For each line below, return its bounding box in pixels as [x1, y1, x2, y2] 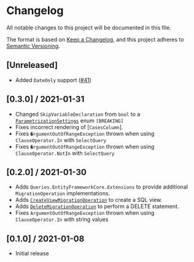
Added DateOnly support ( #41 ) [15, 76, 92, 83]
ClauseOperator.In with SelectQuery [15, 136, 106, 144]
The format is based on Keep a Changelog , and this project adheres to [6, 36, 184, 43]
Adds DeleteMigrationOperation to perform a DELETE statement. [15, 203, 179, 210]
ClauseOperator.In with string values [15, 215, 109, 223]
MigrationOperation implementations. [15, 190, 111, 197]
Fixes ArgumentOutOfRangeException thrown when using [15, 209, 155, 217]
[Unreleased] [6, 60, 58, 70]
